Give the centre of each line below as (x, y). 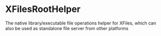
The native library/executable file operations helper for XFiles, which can (81, 23)
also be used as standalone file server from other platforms (67, 28)
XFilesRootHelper (43, 9)
